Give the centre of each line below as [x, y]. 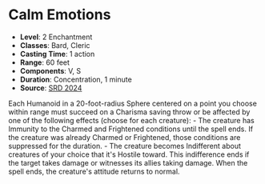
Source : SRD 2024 [51, 88]
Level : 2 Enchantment [56, 37]
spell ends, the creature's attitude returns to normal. [94, 171]
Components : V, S [50, 70]
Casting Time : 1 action [57, 54]
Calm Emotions [60, 15]
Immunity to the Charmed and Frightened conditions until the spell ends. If [131, 129]
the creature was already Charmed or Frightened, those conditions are [124, 137]
